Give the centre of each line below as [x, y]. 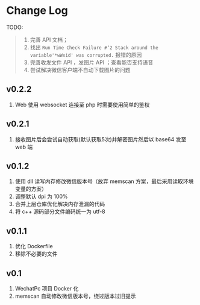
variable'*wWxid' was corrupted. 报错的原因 [86, 54]
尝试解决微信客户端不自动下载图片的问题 [80, 69]
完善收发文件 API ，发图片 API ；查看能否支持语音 [92, 62]
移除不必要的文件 [36, 254]
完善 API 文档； [49, 39]
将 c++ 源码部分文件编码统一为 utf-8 [60, 211]
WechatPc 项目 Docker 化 [47, 288]
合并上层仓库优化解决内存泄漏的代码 [60, 204]
